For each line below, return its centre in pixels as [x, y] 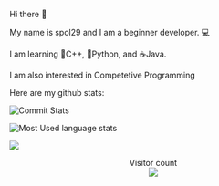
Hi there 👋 [28, 14]
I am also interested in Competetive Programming [103, 75]
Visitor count [153, 163]
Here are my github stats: [57, 93]
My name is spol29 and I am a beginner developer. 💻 [109, 32]
